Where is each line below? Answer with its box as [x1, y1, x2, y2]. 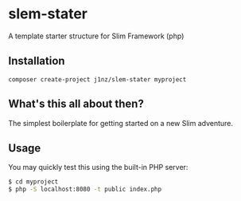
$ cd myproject [8, 178, 59, 186]
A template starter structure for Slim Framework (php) [8, 31, 185, 41]
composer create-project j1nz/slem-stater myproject [8, 75, 187, 84]
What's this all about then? [8, 97, 145, 111]
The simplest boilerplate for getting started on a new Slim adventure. [8, 118, 233, 128]
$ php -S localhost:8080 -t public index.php [8, 185, 161, 194]
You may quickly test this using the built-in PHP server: [8, 163, 189, 172]
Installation [8, 54, 65, 68]
